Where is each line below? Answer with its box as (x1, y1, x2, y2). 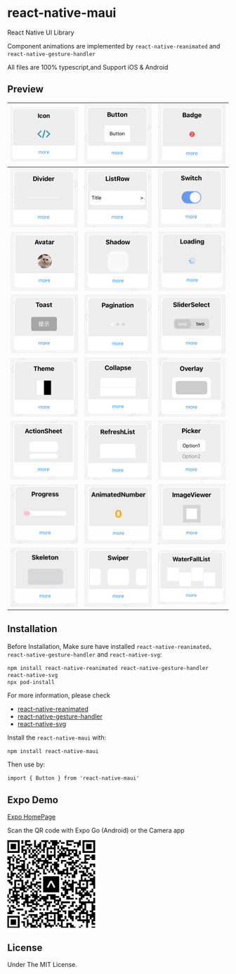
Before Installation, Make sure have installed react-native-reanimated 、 (7, 643, 216, 651)
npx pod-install (7, 679, 55, 686)
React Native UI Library (7, 28, 75, 37)
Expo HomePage (7, 813, 56, 821)
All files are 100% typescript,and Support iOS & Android (7, 63, 169, 71)
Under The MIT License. (7, 961, 77, 969)
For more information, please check (7, 691, 110, 700)
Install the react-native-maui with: (7, 733, 107, 742)
